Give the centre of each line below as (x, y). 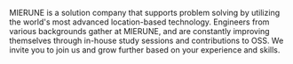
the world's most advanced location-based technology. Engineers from (139, 22)
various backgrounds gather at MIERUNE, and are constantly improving (139, 31)
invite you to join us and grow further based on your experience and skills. (145, 50)
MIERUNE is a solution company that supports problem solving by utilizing (145, 13)
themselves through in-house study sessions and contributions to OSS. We (146, 40)
